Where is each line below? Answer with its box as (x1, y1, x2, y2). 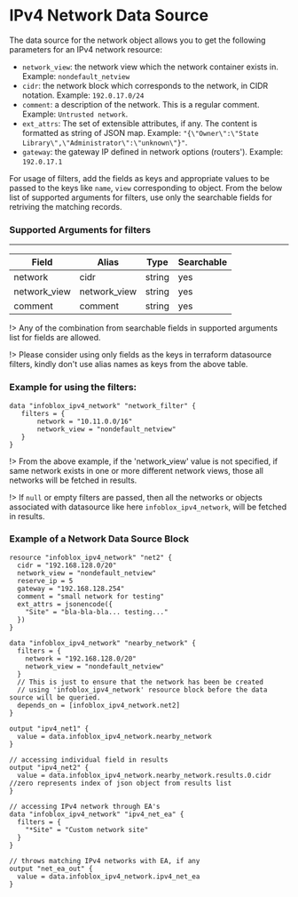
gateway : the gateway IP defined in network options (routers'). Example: (21, 146, 284, 156)
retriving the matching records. (9, 201, 122, 212)
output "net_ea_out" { (9, 864, 93, 873)
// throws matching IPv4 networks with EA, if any (9, 856, 200, 865)
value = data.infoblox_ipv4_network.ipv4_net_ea (17, 872, 200, 881)
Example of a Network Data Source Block (9, 533, 190, 545)
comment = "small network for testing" (17, 592, 165, 601)
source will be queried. (9, 693, 101, 702)
